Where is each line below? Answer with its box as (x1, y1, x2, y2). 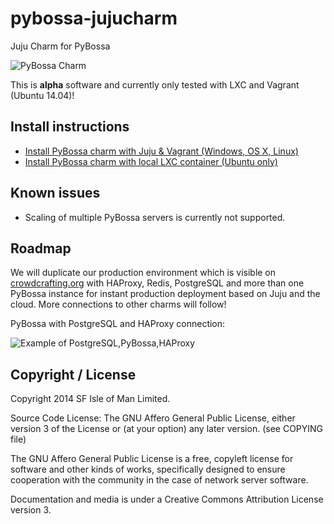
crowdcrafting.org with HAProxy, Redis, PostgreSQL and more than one (10, 277, 305, 289)
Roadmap (10, 240, 72, 257)
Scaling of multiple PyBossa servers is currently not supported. (24, 211, 286, 223)
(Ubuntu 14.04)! (10, 89, 75, 101)
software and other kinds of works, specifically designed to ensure (10, 463, 286, 476)
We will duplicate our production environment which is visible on (10, 267, 277, 279)
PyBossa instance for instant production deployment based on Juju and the (10, 288, 321, 300)
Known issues (10, 185, 101, 202)
